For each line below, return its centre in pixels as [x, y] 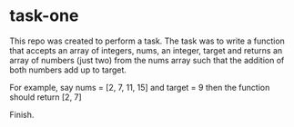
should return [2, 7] [46, 97]
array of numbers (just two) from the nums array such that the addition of [147, 60]
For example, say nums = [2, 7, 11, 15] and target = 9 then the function [140, 87]
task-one [44, 16]
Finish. [22, 114]
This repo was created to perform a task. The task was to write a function [147, 41]
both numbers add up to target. [68, 70]
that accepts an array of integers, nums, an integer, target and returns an [146, 50]
